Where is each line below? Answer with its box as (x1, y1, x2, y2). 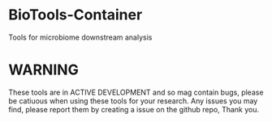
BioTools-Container (8, 6, 143, 24)
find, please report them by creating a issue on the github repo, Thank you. (8, 104, 260, 114)
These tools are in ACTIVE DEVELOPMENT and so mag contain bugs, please (8, 87, 264, 97)
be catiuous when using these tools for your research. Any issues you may (8, 95, 258, 106)
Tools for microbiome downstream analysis (8, 32, 153, 42)
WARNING (8, 61, 79, 79)
